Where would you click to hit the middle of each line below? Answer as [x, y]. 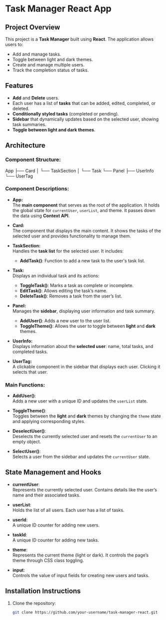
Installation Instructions [43, 591]
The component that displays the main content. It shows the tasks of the [86, 230]
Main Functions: [25, 384]
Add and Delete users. [36, 97]
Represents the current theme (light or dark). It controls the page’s [80, 555]
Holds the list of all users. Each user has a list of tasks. [68, 510]
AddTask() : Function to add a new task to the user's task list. [83, 260]
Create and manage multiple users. [48, 65]
